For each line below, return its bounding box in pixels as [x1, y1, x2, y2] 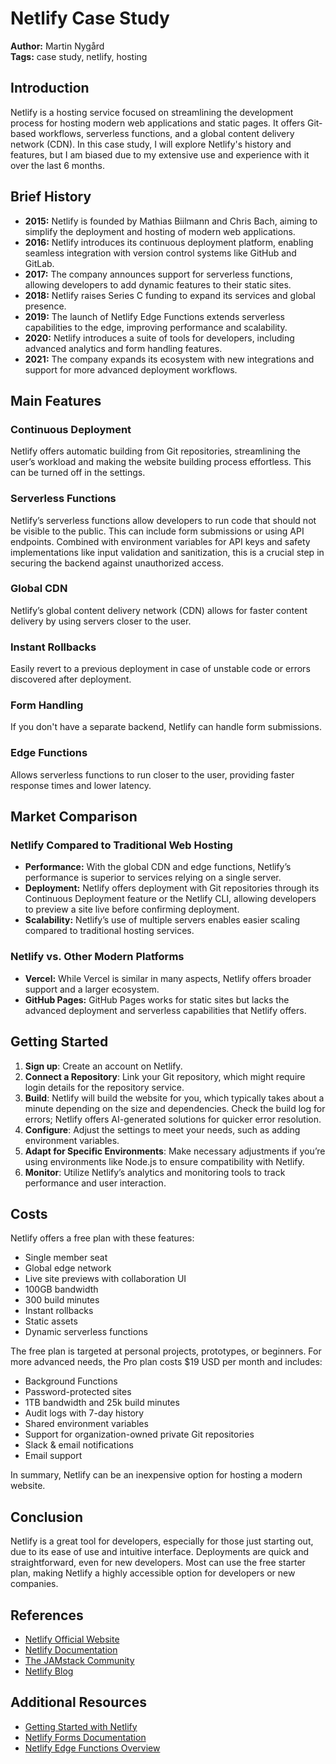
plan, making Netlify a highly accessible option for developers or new [10, 1567, 296, 1579]
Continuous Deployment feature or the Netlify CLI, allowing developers [24, 893, 317, 905]
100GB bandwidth [24, 1283, 99, 1296]
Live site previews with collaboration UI [24, 1273, 187, 1285]
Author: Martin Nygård [10, 40, 105, 52]
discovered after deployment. [10, 673, 132, 686]
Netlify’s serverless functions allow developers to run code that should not [10, 514, 317, 526]
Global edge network [24, 1262, 112, 1274]
